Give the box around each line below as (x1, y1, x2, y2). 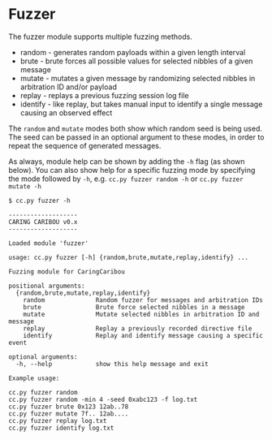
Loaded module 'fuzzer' (8, 239, 89, 248)
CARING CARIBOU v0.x (8, 218, 79, 226)
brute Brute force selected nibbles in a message (23, 303, 245, 311)
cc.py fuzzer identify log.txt (8, 424, 114, 432)
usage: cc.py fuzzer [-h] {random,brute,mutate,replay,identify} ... (8, 253, 249, 261)
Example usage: (8, 374, 60, 382)
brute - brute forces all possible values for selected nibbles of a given (19, 56, 253, 66)
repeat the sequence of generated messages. (8, 140, 162, 150)
